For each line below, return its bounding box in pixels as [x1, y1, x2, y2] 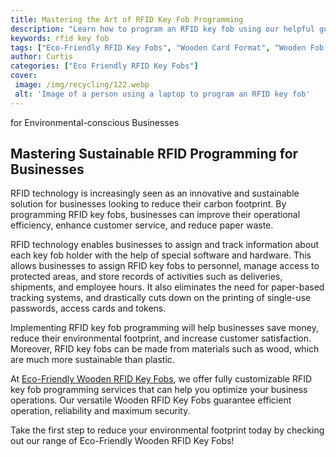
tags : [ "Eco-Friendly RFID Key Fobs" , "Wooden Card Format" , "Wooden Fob [10, 42, 325, 53]
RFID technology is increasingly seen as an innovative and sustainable [10, 187, 300, 200]
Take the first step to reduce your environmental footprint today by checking [10, 424, 325, 436]
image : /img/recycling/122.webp [14, 80, 150, 90]
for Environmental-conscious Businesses [10, 116, 180, 128]
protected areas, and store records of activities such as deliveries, [10, 271, 283, 283]
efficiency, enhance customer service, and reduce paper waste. [10, 219, 274, 231]
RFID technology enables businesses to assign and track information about [10, 239, 320, 251]
